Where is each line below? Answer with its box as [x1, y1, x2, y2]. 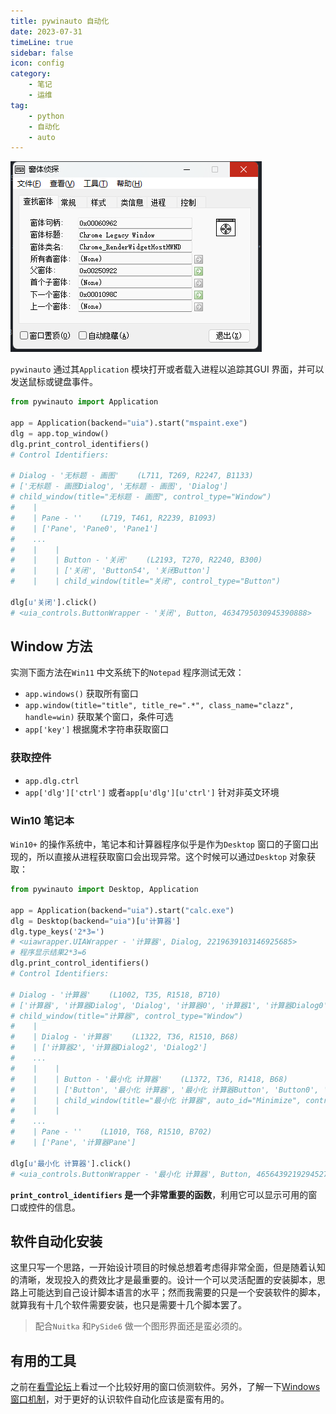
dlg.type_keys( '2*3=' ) [10, 926, 105, 937]
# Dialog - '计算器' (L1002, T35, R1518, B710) [10, 990, 222, 1000]
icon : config [10, 58, 65, 69]
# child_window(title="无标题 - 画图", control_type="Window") [10, 492, 272, 502]
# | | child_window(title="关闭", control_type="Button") [10, 576, 281, 587]
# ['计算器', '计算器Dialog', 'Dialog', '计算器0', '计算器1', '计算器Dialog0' [10, 1000, 328, 1010]
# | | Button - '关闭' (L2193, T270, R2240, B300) [10, 555, 263, 565]
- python [28, 111, 65, 121]
